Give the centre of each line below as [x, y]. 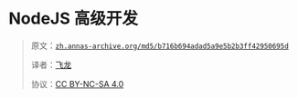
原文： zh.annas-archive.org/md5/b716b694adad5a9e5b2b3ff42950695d [160, 45]
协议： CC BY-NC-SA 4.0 [77, 83]
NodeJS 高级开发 [74, 19]
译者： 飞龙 [51, 64]
